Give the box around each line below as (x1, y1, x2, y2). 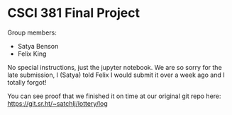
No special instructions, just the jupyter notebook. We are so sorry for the (7, 63, 222, 71)
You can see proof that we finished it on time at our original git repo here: (7, 92, 221, 100)
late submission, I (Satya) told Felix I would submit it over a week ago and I (7, 71, 225, 79)
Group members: (7, 28, 57, 37)
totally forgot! (7, 78, 47, 86)
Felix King (17, 49, 47, 58)
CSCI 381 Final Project (7, 5, 140, 21)
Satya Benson (17, 42, 59, 50)
